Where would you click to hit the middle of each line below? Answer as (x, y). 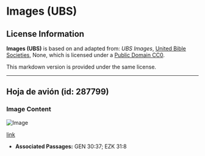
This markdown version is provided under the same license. (81, 67)
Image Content (29, 110)
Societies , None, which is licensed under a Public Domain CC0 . (86, 55)
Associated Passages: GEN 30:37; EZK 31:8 (71, 146)
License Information (45, 34)
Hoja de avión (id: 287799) (58, 92)
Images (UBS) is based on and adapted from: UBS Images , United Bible (96, 48)
